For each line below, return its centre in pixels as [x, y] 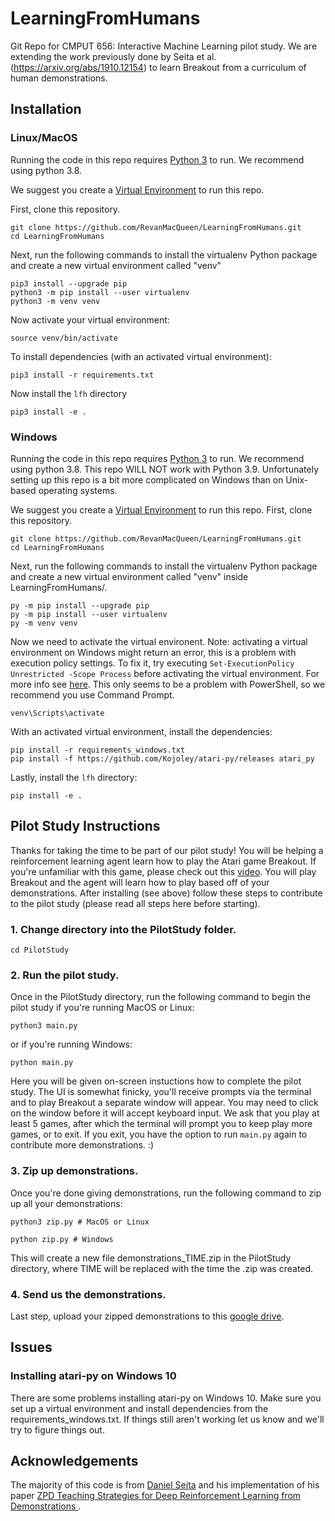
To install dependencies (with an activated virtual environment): [141, 356]
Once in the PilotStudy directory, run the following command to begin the [161, 997]
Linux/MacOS [44, 138]
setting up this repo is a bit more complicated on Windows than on [147, 479]
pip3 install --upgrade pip [69, 283]
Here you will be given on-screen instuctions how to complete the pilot [156, 1081]
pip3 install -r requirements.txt [82, 375]
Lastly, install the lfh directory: [74, 777]
